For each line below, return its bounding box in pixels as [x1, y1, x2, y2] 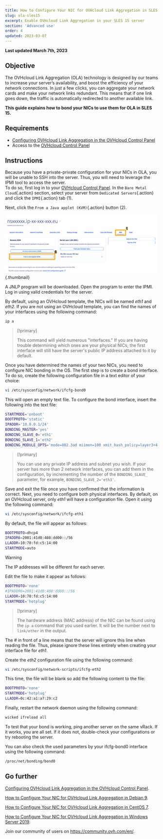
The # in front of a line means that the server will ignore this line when [5, 637, 145, 643]
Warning [5, 555, 22, 560]
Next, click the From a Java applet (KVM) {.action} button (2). [5, 205, 127, 211]
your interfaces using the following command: [5, 309, 97, 315]
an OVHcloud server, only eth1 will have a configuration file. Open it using [5, 496, 152, 502]
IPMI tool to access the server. [5, 180, 66, 185]
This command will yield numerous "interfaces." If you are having [17, 337, 148, 343]
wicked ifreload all [5, 715, 47, 720]
